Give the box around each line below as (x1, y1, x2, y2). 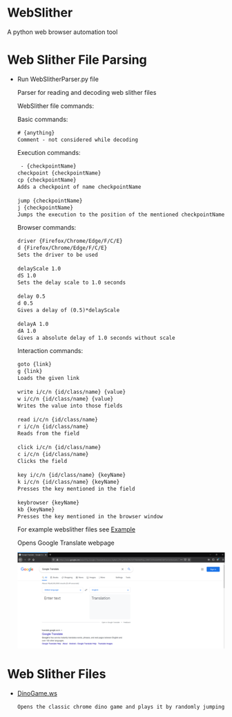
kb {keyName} (17, 506, 55, 513)
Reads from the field (17, 430, 79, 437)
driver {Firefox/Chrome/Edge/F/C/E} (17, 237, 123, 244)
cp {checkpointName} (17, 176, 77, 183)
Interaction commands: (17, 346, 84, 354)
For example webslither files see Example (17, 525, 136, 534)
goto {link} (17, 361, 52, 367)
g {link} (17, 367, 43, 374)
